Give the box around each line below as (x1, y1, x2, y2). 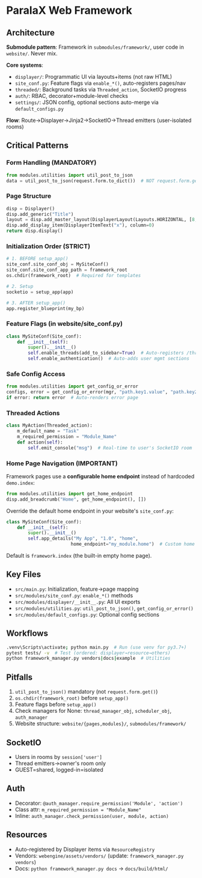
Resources (6, 830, 47, 840)
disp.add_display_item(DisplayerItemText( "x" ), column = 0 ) (6, 222, 155, 228)
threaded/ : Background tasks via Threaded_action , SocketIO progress (14, 86, 187, 93)
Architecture (6, 28, 55, 38)
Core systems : (6, 61, 44, 69)
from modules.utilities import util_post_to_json (6, 172, 133, 178)
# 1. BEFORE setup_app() (6, 256, 69, 262)
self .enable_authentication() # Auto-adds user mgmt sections (28, 356, 189, 362)
